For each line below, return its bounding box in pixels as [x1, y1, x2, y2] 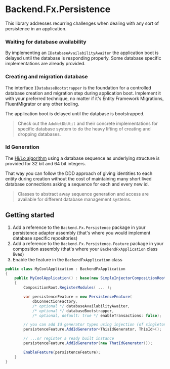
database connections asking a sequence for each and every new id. [5, 181, 149, 187]
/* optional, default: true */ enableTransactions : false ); [32, 313, 162, 318]
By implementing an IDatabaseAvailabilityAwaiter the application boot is [5, 50, 159, 56]
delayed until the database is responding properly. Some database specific [5, 55, 161, 61]
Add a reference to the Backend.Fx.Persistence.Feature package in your [12, 240, 164, 246]
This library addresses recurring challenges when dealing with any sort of [5, 20, 159, 26]
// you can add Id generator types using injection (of [23, 322, 144, 327]
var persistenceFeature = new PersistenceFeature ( [23, 294, 133, 299]
